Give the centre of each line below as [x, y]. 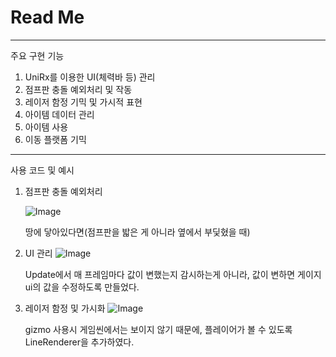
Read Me [47, 17]
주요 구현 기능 [37, 55]
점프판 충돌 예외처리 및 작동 [78, 89]
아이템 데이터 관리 [59, 114]
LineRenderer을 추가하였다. [79, 342]
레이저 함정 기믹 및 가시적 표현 [83, 102]
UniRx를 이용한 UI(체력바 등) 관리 [90, 77]
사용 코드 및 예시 [42, 170]
